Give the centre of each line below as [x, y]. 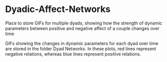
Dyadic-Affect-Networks [58, 9]
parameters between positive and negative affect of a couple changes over [82, 28]
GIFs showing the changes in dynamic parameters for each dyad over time [82, 43]
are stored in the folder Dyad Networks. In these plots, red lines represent [81, 48]
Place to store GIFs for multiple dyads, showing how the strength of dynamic [84, 23]
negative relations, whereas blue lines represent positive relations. [73, 54]
